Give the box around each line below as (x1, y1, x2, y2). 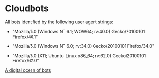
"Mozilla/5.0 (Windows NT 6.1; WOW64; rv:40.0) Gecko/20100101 (12, 28, 145, 34)
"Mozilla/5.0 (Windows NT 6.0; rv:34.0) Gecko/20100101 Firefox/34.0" (12, 43, 154, 49)
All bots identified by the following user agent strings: (5, 19, 114, 25)
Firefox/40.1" (12, 34, 38, 39)
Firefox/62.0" (12, 58, 39, 63)
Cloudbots (5, 3, 49, 14)
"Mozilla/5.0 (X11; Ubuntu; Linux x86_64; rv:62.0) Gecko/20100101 (12, 52, 146, 58)
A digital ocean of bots (5, 67, 51, 73)
